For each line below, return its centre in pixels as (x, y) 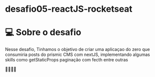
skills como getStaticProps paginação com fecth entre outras (66, 60)
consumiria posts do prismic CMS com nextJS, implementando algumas (77, 54)
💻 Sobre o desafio (43, 32)
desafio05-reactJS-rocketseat (69, 9)
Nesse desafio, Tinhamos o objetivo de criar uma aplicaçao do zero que (77, 50)
